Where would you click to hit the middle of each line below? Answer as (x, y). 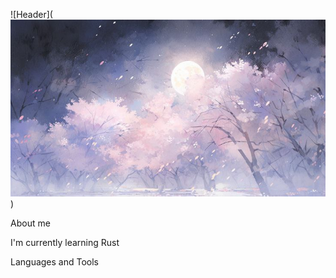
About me (30, 223)
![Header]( (31, 14)
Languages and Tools (55, 261)
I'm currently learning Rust (65, 242)
